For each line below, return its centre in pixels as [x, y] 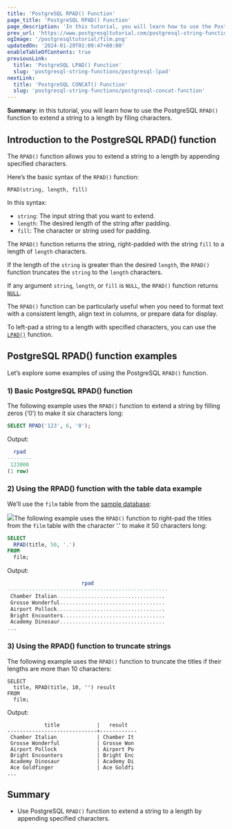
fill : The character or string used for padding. [84, 230]
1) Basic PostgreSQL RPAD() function [70, 390]
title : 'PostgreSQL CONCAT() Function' [71, 84]
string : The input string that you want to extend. [86, 216]
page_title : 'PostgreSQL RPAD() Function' [69, 20]
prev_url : [21, 33]
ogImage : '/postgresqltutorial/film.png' [68, 39]
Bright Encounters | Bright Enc [72, 755]
